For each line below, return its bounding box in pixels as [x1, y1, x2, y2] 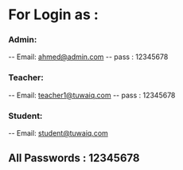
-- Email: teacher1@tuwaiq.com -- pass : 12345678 [8, 90, 176, 100]
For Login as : [8, 6, 99, 24]
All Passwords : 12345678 [8, 152, 140, 165]
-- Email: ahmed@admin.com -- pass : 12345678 [8, 52, 169, 61]
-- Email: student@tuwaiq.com [8, 128, 109, 138]
